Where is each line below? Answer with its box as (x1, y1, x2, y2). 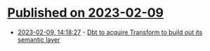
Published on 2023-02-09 (7, 5, 164, 21)
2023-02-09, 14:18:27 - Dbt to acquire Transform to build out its (17, 28, 203, 36)
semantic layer (17, 35, 60, 43)
